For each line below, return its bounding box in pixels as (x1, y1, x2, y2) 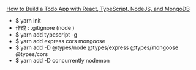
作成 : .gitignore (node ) (15, 24, 75, 31)
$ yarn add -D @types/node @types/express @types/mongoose (15, 44, 179, 51)
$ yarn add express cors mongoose (15, 38, 105, 44)
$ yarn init (15, 17, 41, 24)
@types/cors (15, 51, 48, 57)
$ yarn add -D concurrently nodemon (15, 57, 110, 64)
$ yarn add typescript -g (15, 31, 78, 38)
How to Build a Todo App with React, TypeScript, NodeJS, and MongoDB (6, 5, 190, 12)
